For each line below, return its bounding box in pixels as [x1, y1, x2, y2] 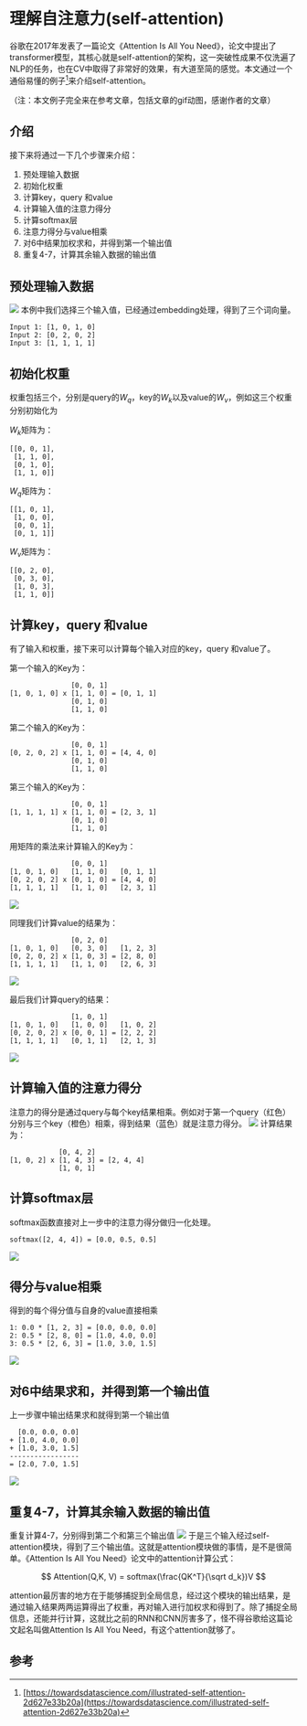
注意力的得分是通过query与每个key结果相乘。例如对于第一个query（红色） [9, 1106, 291, 1117]
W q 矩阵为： [9, 485, 54, 498]
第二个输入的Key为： [9, 722, 89, 733]
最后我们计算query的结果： [9, 994, 112, 1006]
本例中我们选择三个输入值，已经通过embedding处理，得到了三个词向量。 [20, 304, 296, 315]
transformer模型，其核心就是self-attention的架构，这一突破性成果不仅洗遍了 [9, 51, 297, 62]
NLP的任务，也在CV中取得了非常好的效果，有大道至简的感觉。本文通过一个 [9, 63, 293, 74]
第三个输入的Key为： [9, 782, 89, 793]
